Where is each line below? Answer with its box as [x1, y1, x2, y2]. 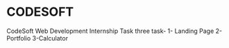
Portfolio [6, 34, 31, 42]
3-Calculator [32, 34, 69, 42]
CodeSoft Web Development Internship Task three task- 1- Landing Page [6, 27, 214, 35]
